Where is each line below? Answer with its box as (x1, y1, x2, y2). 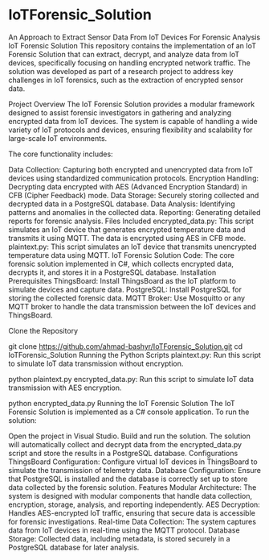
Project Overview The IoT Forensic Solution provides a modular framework (8, 99, 255, 109)
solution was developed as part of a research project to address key (8, 66, 234, 76)
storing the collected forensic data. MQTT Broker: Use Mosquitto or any (8, 292, 246, 303)
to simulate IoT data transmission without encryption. (8, 359, 184, 368)
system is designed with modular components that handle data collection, (8, 491, 253, 500)
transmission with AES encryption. (8, 383, 122, 392)
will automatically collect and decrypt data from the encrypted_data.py (8, 439, 243, 449)
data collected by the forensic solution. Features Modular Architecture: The (8, 482, 257, 492)
